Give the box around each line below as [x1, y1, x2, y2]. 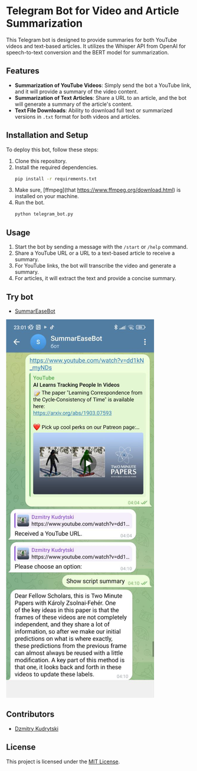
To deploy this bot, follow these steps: [6, 146, 98, 153]
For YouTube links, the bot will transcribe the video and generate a [14, 262, 176, 270]
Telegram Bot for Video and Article [6, 4, 179, 18]
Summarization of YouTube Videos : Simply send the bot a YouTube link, [14, 82, 192, 89]
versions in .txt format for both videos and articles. [14, 113, 140, 120]
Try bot [6, 291, 34, 302]
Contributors [6, 710, 55, 720]
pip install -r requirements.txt [14, 176, 97, 182]
